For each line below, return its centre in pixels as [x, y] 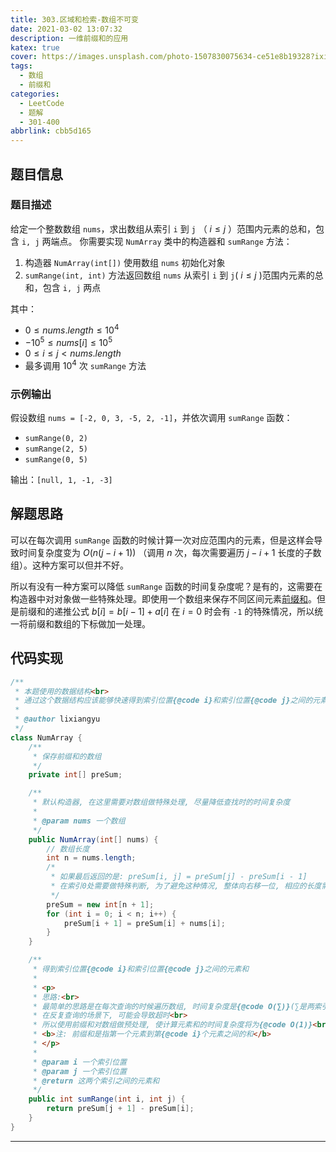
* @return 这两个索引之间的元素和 [96, 1081]
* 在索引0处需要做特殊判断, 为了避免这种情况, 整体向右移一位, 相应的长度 [186, 886]
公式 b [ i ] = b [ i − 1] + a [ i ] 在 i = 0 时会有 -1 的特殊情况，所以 [193, 611]
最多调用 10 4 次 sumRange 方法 [85, 364]
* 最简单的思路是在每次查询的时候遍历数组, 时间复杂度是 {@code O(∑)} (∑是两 [173, 1006]
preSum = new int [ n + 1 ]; [100, 904]
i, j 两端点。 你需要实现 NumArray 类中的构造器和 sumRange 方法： [157, 241]
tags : [21, 66]
